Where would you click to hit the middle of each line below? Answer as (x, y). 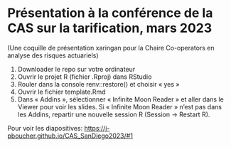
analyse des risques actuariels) (53, 55)
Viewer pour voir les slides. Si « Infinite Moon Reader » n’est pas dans (120, 107)
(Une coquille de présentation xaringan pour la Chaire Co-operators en (111, 48)
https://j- (97, 128)
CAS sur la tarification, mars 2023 (110, 28)
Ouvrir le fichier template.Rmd (61, 92)
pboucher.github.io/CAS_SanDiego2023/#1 (70, 136)
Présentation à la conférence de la (110, 13)
